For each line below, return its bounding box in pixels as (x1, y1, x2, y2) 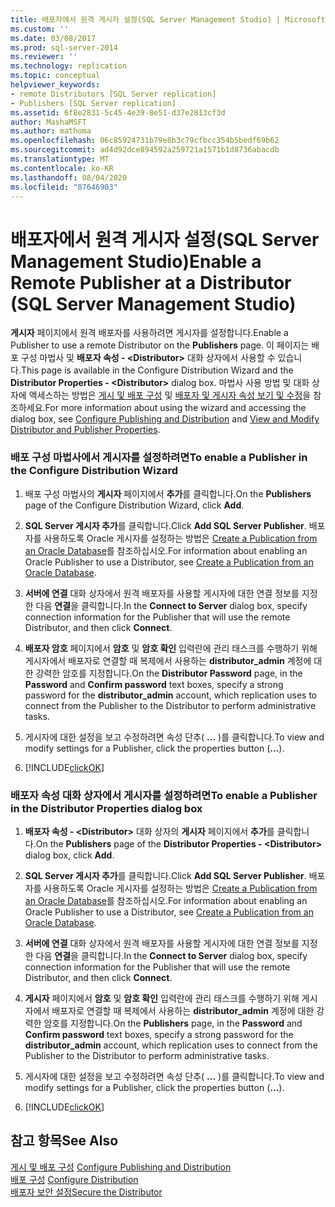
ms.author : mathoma (10, 126, 92, 136)
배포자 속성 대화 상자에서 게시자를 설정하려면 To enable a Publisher (10, 788, 318, 802)
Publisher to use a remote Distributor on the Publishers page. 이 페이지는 (10, 339, 310, 351)
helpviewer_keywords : (10, 80, 101, 90)
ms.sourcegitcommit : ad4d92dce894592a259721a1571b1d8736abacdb (10, 145, 280, 155)
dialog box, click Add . (24, 849, 115, 861)
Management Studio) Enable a (10, 250, 262, 273)
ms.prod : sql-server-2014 (10, 42, 118, 53)
